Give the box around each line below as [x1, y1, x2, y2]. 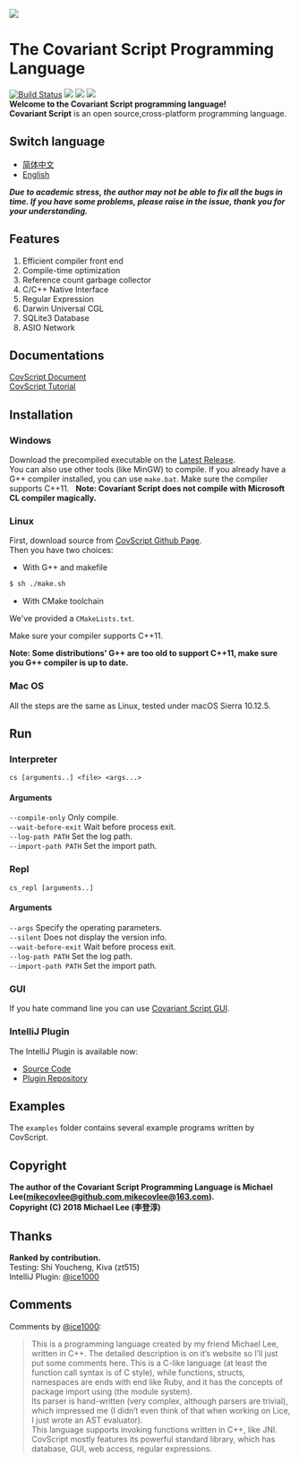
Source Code [21, 1063, 72, 1074]
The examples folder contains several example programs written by [9, 1122, 255, 1133]
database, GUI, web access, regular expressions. [30, 1443, 213, 1454]
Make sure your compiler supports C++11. [9, 630, 164, 641]
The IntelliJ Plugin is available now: [9, 1045, 139, 1057]
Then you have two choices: [9, 545, 114, 556]
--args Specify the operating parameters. [9, 922, 163, 932]
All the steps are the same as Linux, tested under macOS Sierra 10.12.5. [9, 700, 271, 711]
